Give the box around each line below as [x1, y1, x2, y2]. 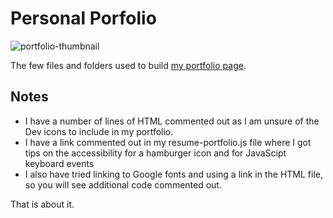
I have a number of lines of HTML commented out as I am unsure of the [24, 115, 320, 127]
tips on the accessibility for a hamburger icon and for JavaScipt [24, 147, 287, 159]
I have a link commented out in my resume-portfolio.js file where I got [24, 136, 312, 148]
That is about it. [10, 198, 75, 210]
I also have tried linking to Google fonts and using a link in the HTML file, [24, 168, 323, 180]
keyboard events [24, 157, 95, 169]
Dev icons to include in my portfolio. [24, 125, 174, 137]
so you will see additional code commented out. [24, 178, 222, 191]
